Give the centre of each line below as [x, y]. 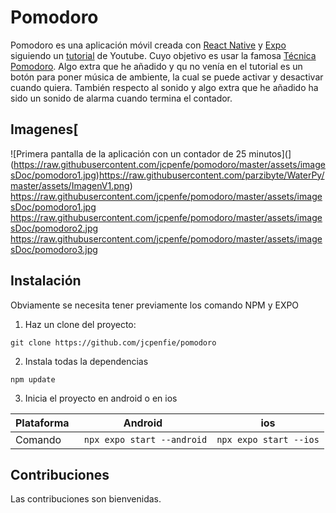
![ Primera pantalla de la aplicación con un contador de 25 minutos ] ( [149, 153]
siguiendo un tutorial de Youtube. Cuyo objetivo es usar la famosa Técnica [163, 55]
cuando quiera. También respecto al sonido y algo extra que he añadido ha [164, 87]
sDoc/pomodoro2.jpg [54, 228]
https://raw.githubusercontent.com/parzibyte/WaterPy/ [211, 175]
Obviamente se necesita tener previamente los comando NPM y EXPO [155, 305]
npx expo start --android [145, 439]
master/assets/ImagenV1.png [70, 185]
